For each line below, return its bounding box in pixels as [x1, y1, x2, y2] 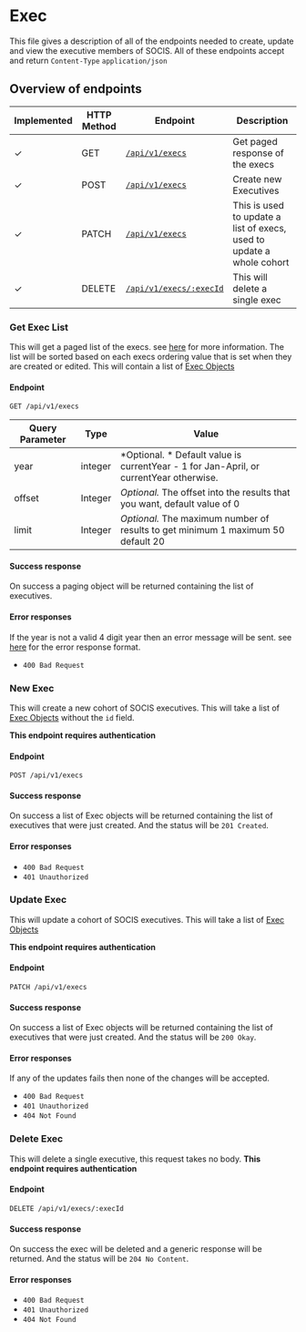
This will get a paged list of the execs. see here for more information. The [9, 342, 285, 353]
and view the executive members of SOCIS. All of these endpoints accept [9, 45, 285, 56]
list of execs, [232, 221, 287, 234]
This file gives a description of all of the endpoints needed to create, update [9, 36, 294, 46]
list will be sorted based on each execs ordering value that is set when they [9, 352, 292, 363]
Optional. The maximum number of [119, 512, 270, 525]
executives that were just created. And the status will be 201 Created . [9, 820, 269, 831]
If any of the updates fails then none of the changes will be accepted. [9, 1072, 270, 1084]
